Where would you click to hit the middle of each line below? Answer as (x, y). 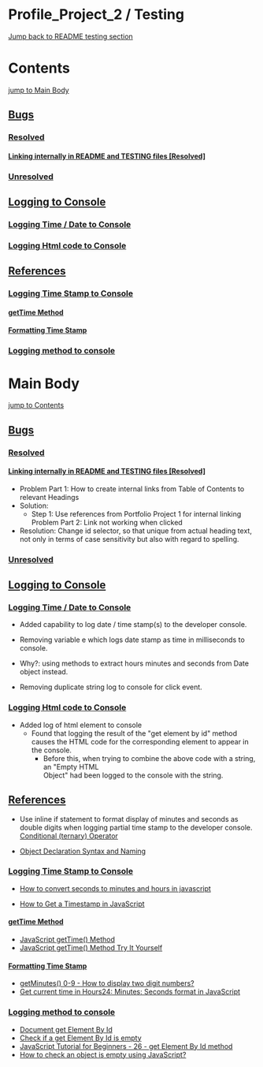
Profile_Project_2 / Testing (96, 15)
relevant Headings (49, 497)
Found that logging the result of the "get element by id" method (134, 733)
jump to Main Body (39, 90)
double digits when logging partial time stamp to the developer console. (136, 827)
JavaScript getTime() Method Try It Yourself (91, 948)
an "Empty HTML (71, 767)
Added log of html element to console (81, 725)
